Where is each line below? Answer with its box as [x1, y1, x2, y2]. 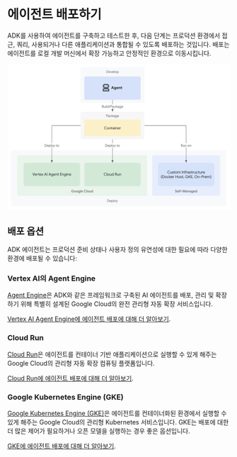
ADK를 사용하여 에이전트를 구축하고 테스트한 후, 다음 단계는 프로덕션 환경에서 [7, 31, 221, 40]
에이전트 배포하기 [7, 6, 102, 23]
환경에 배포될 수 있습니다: [7, 254, 78, 263]
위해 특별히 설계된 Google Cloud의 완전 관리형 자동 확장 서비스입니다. [20, 300, 214, 308]
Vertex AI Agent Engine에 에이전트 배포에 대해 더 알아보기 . [7, 315, 171, 323]
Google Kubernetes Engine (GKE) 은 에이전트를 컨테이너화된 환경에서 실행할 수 [7, 409, 227, 417]
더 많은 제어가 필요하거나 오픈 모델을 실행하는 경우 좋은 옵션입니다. [7, 427, 190, 435]
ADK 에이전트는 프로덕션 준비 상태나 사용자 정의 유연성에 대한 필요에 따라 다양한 [7, 245, 228, 254]
